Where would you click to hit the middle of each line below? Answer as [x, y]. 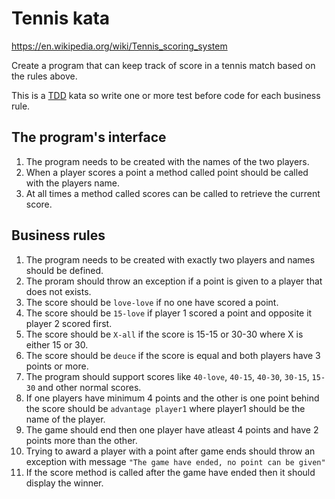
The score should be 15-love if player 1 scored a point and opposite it [169, 313]
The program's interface [89, 137]
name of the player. [65, 419]
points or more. [57, 366]
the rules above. [44, 76]
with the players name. [72, 183]
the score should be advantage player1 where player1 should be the [165, 408]
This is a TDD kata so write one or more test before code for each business [166, 95]
